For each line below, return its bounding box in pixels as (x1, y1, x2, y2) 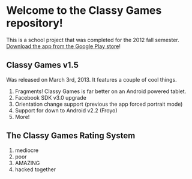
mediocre (14, 147, 39, 154)
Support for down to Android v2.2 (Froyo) (14, 106, 118, 114)
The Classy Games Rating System (6, 130, 136, 141)
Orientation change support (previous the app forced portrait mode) (14, 100, 183, 108)
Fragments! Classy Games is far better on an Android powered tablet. (14, 88, 187, 95)
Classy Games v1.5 (6, 60, 79, 70)
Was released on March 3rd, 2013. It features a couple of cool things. (6, 76, 177, 83)
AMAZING (14, 159, 40, 166)
